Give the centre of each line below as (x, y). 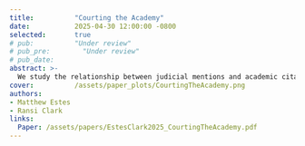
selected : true (50, 34)
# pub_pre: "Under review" (75, 52)
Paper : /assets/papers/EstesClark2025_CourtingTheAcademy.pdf (138, 128)
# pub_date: (32, 60)
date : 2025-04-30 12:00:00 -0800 (93, 26)
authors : (26, 93)
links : (22, 119)
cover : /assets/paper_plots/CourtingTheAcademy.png (128, 85)
